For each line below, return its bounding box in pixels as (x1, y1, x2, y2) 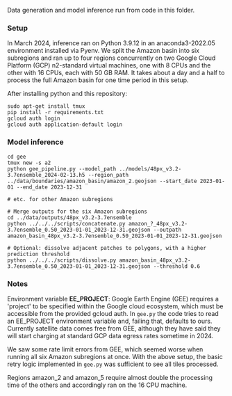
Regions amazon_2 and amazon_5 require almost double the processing (7, 373, 213, 381)
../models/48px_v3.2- (119, 165, 182, 173)
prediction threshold (7, 251, 70, 258)
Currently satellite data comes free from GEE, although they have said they (7, 324, 221, 333)
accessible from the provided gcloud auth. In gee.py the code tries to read (7, 309, 219, 317)
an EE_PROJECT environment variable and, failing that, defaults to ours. (7, 317, 213, 325)
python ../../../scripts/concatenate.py (7, 220, 126, 227)
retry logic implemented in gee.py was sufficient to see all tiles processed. (7, 360, 219, 368)
